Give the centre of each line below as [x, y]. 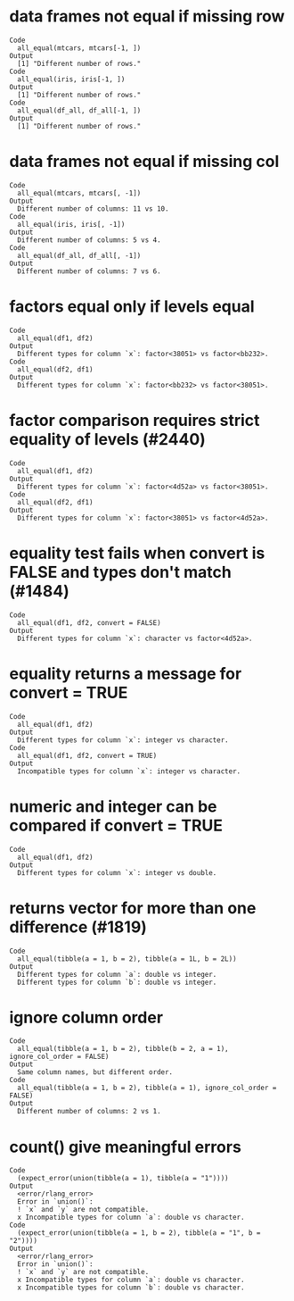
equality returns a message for [126, 674]
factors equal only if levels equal [132, 307]
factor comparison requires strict [135, 421]
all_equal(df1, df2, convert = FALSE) [90, 622]
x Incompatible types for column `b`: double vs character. [131, 1288]
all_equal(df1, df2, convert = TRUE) [87, 755]
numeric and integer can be [113, 806]
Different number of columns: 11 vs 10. [93, 208]
